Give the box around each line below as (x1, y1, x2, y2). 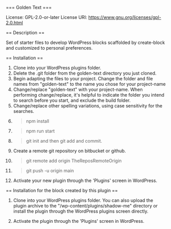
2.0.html (6, 20, 24, 26)
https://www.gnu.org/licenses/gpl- (88, 14, 162, 20)
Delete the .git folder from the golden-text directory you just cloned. (13, 70, 157, 76)
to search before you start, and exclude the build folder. (13, 97, 131, 103)
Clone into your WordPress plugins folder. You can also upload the (13, 197, 153, 203)
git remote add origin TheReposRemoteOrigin (26, 158, 122, 164)
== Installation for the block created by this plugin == (6, 188, 118, 193)
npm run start (26, 128, 55, 134)
